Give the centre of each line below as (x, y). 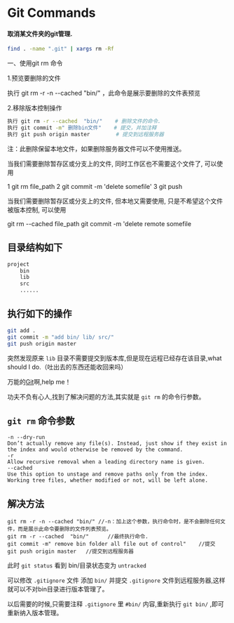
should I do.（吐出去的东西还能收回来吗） (67, 367)
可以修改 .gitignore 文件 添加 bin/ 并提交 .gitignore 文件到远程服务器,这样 (116, 580)
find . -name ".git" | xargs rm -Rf (61, 49)
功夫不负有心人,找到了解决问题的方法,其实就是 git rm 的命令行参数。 (106, 396)
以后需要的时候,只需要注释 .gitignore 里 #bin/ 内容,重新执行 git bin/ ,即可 (116, 604)
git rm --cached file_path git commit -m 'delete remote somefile (99, 223)
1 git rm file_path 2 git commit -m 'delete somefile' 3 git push (95, 186)
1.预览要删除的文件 (34, 78)
